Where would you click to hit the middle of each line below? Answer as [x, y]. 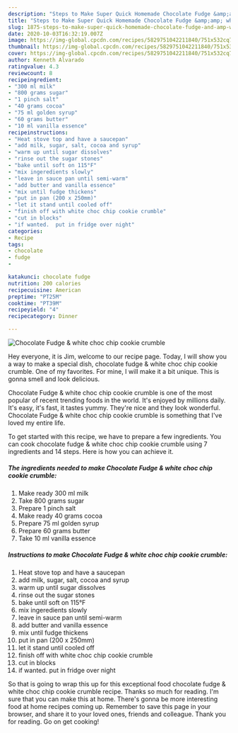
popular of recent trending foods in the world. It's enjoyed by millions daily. [117, 400]
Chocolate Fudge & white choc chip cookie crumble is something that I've [115, 415]
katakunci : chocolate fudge [49, 277]
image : [18, 40]
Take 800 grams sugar [51, 501]
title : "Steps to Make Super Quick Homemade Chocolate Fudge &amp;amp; [115, 21]
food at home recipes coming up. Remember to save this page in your [109, 706]
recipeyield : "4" [34, 310]
